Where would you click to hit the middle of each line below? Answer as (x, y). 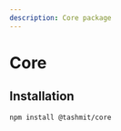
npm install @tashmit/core (60, 117)
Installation (42, 96)
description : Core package (60, 18)
